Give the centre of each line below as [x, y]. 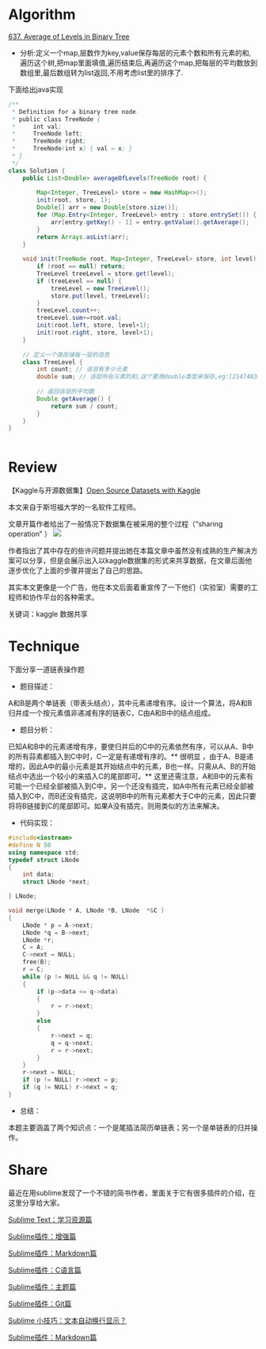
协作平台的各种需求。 [64, 597]
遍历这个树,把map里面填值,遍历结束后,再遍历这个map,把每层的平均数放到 [139, 63]
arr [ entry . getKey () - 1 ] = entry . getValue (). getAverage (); [150, 222]
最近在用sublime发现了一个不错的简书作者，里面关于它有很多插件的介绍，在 [132, 1192]
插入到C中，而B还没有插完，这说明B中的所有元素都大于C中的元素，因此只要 [132, 796]
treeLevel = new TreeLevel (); [100, 288]
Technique [44, 646]
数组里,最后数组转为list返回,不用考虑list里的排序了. [101, 72]
